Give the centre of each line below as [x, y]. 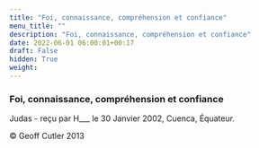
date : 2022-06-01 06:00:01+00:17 [72, 43]
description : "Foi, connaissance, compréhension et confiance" [130, 34]
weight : [24, 68]
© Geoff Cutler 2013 [47, 136]
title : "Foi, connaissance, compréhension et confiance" [118, 17]
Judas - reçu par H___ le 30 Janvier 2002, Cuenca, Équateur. [122, 118]
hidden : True [34, 59]
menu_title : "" [38, 26]
